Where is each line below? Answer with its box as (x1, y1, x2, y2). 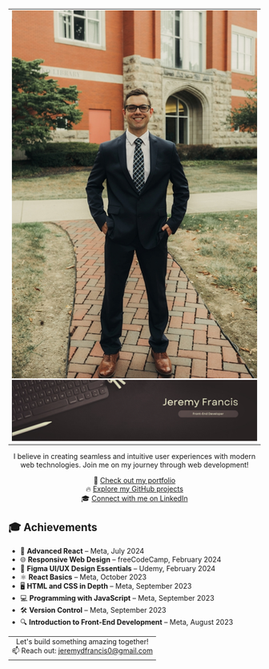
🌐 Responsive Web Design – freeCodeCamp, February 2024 (19, 554, 222, 564)
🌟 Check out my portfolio (93, 475, 176, 485)
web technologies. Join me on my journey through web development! (19, 460, 250, 470)
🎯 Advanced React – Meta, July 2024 (19, 546, 145, 555)
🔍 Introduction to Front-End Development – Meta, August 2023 (19, 617, 234, 627)
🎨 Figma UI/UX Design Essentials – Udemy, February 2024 (19, 563, 216, 573)
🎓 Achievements (8, 521, 98, 534)
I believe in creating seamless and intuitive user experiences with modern (13, 451, 256, 461)
